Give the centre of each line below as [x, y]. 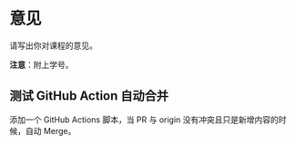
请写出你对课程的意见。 [53, 45]
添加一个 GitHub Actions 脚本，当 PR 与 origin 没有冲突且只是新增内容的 [144, 120]
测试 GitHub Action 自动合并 [89, 96]
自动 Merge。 [51, 130]
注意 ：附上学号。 [41, 64]
